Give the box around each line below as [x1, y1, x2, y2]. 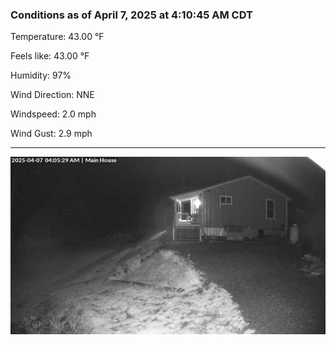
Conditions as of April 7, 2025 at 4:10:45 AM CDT [10, 8, 253, 22]
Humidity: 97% [10, 69, 72, 82]
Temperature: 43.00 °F [10, 31, 105, 43]
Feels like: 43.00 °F [10, 50, 90, 62]
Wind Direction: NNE [10, 89, 95, 101]
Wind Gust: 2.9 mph [10, 128, 93, 140]
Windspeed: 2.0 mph [10, 108, 97, 120]
